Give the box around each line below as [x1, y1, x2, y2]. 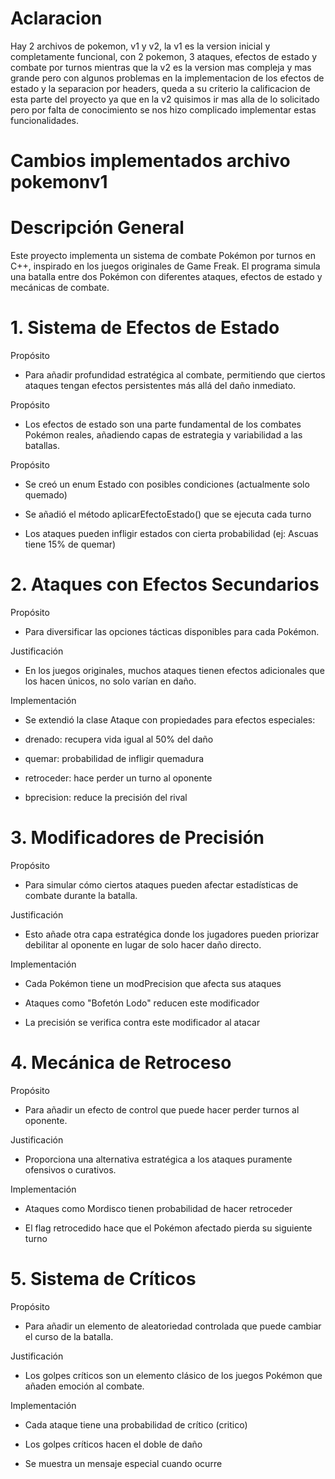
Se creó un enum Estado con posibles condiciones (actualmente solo [24, 478, 310, 490]
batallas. [24, 440, 60, 451]
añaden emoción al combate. [24, 1380, 145, 1392]
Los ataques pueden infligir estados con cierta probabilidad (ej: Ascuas [24, 528, 319, 539]
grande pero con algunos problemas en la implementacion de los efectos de [10, 72, 325, 84]
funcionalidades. [10, 114, 80, 126]
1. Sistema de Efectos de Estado [10, 317, 280, 339]
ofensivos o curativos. [24, 1163, 117, 1176]
